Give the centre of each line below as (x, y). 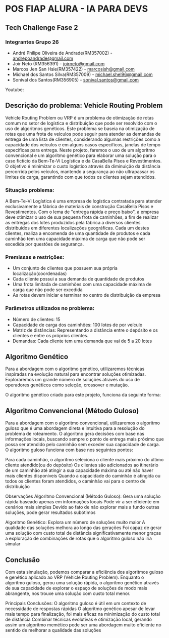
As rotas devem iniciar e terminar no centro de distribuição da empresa (86, 295)
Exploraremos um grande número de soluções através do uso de (73, 380)
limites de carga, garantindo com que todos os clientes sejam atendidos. (81, 177)
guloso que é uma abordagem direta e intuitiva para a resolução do (75, 428)
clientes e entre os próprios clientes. (50, 335)
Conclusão (23, 560)
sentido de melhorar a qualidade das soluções (53, 630)
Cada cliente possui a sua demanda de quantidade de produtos (78, 279)
